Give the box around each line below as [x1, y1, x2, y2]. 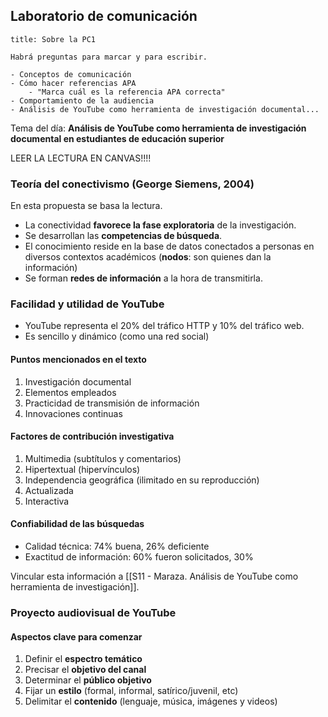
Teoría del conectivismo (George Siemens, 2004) [10, 177, 255, 191]
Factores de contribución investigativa [10, 430, 175, 443]
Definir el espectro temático [24, 653, 143, 665]
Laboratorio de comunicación [10, 8, 198, 25]
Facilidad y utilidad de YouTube [10, 297, 165, 311]
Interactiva [24, 495, 70, 507]
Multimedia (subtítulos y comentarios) [24, 452, 182, 464]
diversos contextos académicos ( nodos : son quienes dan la [24, 251, 272, 263]
